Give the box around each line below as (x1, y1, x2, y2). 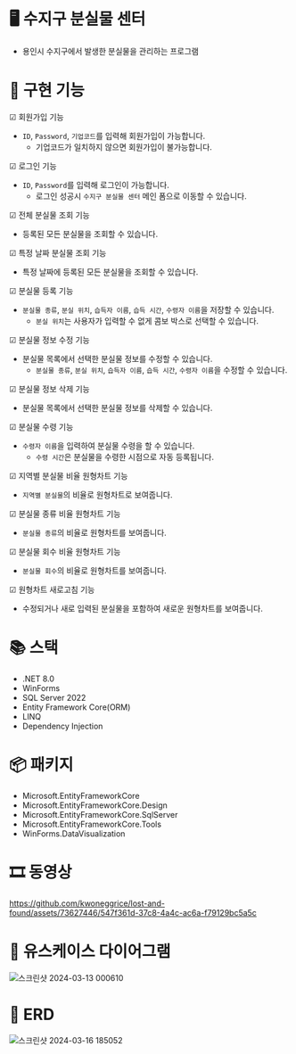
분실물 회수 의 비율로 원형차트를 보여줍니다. (21, 564, 167, 576)
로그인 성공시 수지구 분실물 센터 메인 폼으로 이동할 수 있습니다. (35, 190, 247, 202)
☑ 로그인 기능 (9, 161, 57, 171)
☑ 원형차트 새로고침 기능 (9, 584, 95, 595)
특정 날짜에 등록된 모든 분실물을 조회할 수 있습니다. (21, 266, 199, 277)
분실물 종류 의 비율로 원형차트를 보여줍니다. (21, 527, 167, 538)
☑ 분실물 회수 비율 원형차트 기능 (9, 546, 121, 556)
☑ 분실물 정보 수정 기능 (9, 334, 91, 345)
